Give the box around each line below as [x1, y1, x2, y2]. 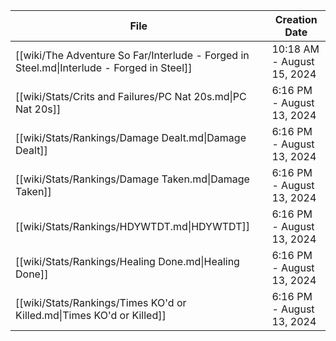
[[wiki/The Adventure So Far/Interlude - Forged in [15, 49, 250, 62]
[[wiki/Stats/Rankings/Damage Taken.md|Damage [15, 172, 250, 186]
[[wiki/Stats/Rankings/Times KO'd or [15, 296, 187, 309]
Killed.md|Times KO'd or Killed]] [15, 309, 167, 322]
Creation [274, 13, 318, 26]
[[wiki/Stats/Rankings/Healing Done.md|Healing [15, 255, 240, 268]
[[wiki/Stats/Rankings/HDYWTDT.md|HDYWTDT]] [15, 220, 250, 233]
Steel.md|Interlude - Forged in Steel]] [15, 61, 193, 74]
